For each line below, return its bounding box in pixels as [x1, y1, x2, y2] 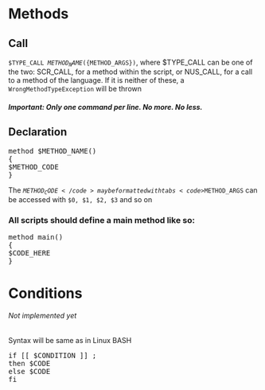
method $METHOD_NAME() [8, 146, 97, 155]
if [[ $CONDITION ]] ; [8, 351, 97, 360]
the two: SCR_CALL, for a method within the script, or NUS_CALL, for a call [8, 67, 253, 76]
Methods [8, 5, 69, 23]
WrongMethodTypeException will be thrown [8, 84, 142, 94]
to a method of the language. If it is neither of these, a [8, 76, 185, 85]
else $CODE [8, 367, 51, 376]
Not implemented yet [8, 311, 77, 321]
